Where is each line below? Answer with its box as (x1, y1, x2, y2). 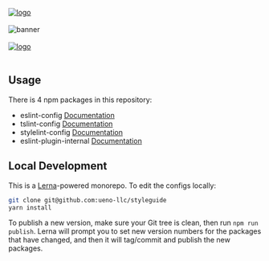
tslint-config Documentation (19, 119, 113, 128)
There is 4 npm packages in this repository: (8, 95, 153, 104)
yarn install (8, 203, 52, 212)
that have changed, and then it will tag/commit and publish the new (8, 235, 230, 245)
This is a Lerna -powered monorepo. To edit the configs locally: (8, 181, 217, 190)
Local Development (8, 159, 108, 173)
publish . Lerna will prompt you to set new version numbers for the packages (8, 226, 262, 236)
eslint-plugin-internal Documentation (19, 136, 142, 145)
